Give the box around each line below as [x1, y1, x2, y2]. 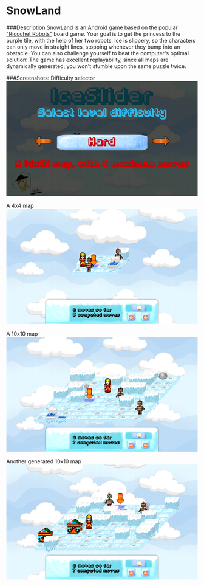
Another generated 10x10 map [6, 458, 82, 465]
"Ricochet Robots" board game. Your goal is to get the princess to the [6, 30, 181, 37]
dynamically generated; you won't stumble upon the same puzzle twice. [6, 62, 186, 70]
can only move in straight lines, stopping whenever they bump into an [6, 43, 180, 50]
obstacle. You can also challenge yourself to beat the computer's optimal [6, 49, 189, 57]
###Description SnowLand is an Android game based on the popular [6, 24, 178, 31]
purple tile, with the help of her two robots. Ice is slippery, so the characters [6, 36, 196, 44]
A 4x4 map [6, 202, 34, 210]
